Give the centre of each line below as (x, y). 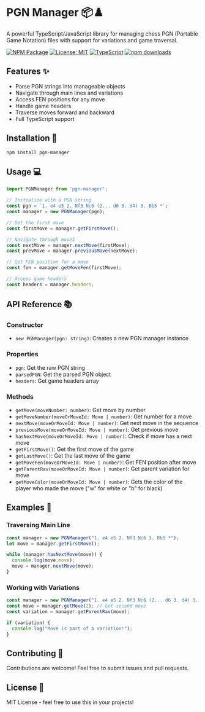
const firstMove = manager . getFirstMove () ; (63, 229)
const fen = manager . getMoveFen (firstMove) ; (64, 268)
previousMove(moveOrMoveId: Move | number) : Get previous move (97, 430)
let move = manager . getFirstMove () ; (53, 544)
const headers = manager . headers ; (50, 284)
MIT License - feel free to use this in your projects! (70, 702)
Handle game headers (43, 106)
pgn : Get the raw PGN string (50, 367)
